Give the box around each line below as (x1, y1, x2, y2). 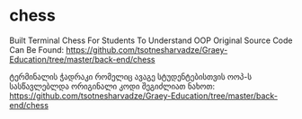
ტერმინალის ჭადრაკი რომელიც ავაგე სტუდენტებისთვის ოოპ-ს (9, 71, 252, 81)
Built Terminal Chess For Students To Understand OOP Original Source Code (9, 35, 293, 46)
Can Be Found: (9, 44, 65, 55)
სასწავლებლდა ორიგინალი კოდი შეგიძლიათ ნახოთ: (9, 81, 216, 91)
